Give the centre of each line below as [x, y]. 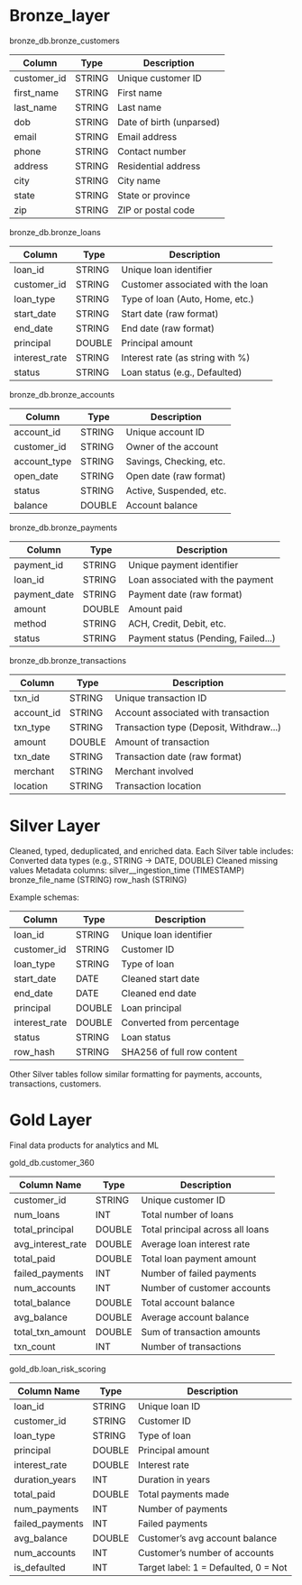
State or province [154, 195]
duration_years [45, 1480]
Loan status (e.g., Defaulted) [182, 372]
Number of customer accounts [206, 1287]
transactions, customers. [55, 1084]
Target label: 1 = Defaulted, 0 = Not [213, 1567]
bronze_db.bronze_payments [64, 527]
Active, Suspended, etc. [176, 490]
